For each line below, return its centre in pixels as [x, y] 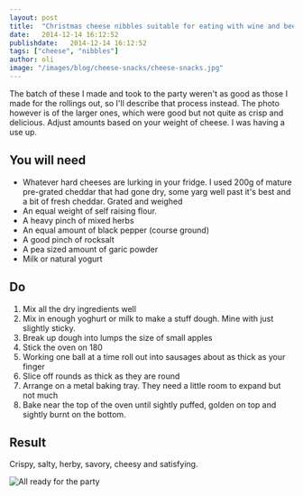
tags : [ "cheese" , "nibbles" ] [64, 51]
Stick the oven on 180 [63, 347]
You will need [48, 160]
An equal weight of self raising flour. [90, 211]
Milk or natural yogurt [62, 259]
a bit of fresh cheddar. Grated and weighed [102, 201]
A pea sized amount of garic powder [90, 249]
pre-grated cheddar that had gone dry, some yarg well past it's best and [156, 191]
